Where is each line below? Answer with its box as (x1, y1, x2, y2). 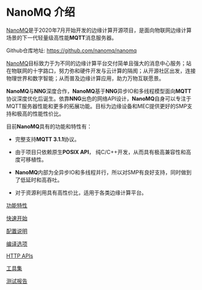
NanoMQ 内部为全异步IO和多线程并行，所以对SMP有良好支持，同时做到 (14, 168, 192, 176)
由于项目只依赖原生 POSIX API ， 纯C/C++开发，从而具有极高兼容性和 (14, 148, 186, 155)
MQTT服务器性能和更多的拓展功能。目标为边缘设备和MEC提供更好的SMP (6, 102, 188, 110)
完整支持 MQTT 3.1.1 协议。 (14, 135, 80, 143)
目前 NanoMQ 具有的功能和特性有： (6, 123, 93, 130)
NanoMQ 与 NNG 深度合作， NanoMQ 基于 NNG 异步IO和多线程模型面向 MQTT (6, 87, 192, 94)
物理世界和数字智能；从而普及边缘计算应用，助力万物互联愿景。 (6, 75, 164, 82)
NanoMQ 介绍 (6, 5, 75, 19)
